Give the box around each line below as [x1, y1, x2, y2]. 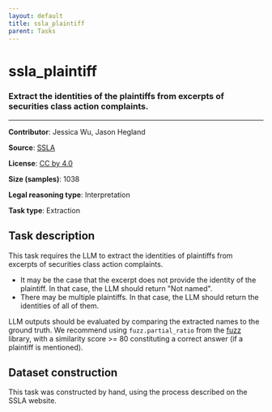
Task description [8, 229, 96, 243]
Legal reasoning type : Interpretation [8, 190, 131, 200]
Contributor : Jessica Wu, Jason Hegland [8, 127, 146, 136]
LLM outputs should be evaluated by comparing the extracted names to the [8, 316, 260, 326]
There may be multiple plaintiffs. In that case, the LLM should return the [19, 292, 259, 302]
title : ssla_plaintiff [8, 19, 85, 28]
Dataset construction [8, 366, 118, 380]
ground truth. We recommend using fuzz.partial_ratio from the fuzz [8, 325, 241, 335]
